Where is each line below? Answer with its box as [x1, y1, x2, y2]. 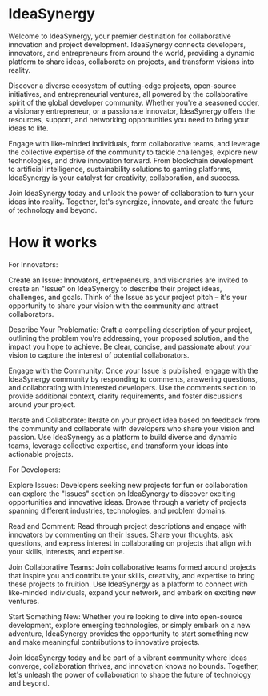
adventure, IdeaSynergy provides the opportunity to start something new [8, 629, 249, 638]
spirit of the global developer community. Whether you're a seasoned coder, [8, 98, 260, 107]
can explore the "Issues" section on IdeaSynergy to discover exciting [8, 489, 236, 498]
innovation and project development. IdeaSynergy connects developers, [8, 39, 246, 49]
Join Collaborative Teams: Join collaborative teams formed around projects [8, 562, 257, 572]
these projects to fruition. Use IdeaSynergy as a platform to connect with [8, 579, 248, 589]
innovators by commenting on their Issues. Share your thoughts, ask [8, 530, 234, 539]
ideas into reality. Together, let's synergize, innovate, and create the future [8, 197, 254, 206]
